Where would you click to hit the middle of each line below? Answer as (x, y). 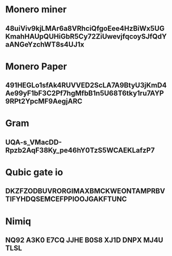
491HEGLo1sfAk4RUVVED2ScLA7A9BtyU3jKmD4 (86, 85)
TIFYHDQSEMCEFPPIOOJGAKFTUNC (66, 199)
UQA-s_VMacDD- (34, 142)
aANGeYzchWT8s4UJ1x (45, 44)
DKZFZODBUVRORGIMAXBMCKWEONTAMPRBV (85, 191)
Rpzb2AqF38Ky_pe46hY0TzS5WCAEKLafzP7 (80, 150)
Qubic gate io (34, 172)
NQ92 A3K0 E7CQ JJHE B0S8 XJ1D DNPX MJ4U (84, 240)
